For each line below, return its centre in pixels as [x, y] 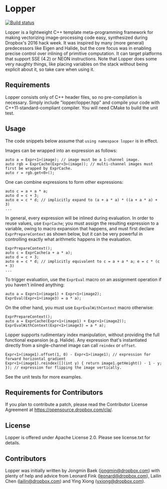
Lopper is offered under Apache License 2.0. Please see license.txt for [78, 438]
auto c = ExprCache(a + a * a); [39, 253]
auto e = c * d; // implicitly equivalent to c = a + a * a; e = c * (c [82, 261]
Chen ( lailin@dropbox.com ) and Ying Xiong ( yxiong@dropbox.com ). [75, 481]
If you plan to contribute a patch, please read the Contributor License [76, 405]
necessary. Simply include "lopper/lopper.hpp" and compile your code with [82, 102]
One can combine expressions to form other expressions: [64, 182]
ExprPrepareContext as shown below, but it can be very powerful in [74, 234]
